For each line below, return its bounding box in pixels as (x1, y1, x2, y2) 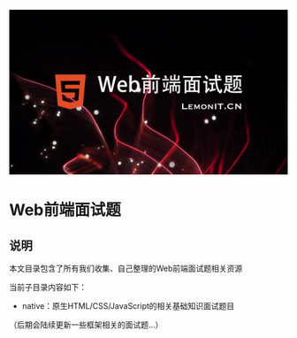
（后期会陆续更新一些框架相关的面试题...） (9, 319, 164, 330)
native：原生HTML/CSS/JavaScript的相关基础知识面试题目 (21, 301, 235, 311)
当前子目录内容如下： (9, 282, 87, 293)
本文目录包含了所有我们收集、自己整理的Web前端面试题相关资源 (9, 263, 243, 274)
